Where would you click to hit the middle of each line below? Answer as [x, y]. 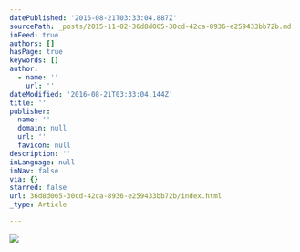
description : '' [40, 153]
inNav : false [34, 171]
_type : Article [38, 205]
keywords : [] [34, 60]
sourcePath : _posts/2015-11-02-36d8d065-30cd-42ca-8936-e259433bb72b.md [150, 26]
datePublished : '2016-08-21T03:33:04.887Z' [93, 18]
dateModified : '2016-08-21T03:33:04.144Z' [91, 94]
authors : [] [32, 43]
